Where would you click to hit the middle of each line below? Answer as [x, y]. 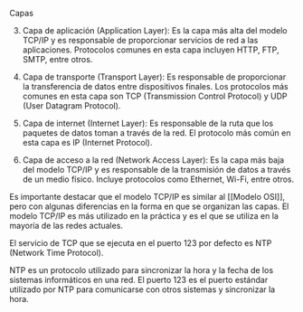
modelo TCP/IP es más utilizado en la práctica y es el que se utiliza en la [144, 216]
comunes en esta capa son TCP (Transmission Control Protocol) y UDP [155, 96]
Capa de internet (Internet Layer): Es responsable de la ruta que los [148, 123]
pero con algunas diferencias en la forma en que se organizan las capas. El [149, 206]
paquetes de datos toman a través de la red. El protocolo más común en [156, 133]
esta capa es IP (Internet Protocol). [87, 142]
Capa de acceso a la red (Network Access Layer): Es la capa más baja [153, 160]
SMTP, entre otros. [57, 59]
